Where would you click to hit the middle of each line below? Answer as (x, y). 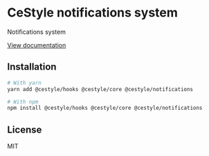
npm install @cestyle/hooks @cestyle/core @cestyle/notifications (105, 108)
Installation (32, 67)
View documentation (37, 45)
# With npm (23, 101)
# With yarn (24, 83)
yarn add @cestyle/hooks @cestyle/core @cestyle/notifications (100, 89)
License (25, 129)
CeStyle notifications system (93, 13)
